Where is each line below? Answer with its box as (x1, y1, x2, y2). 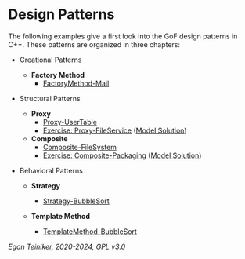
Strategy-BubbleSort (42, 196, 110, 206)
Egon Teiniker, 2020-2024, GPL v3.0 (8, 242, 126, 251)
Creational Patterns (19, 55, 82, 64)
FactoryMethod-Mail (42, 78, 110, 88)
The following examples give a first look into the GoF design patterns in (8, 31, 238, 41)
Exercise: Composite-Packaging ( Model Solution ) (42, 151, 202, 160)
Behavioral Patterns (19, 166, 84, 175)
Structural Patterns (19, 93, 81, 103)
